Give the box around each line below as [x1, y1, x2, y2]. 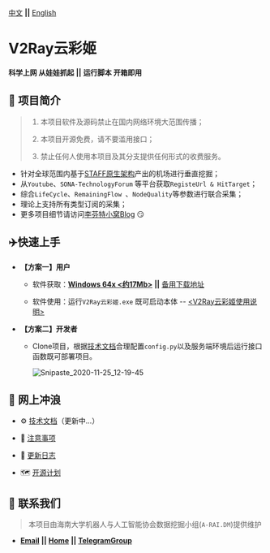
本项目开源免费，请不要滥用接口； [40, 134, 155, 144]
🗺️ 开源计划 [19, 468, 61, 477]
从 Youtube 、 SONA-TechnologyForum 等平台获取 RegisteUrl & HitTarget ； [19, 179, 258, 188]
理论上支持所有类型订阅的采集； [19, 199, 127, 209]
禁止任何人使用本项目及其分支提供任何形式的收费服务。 [40, 151, 225, 161]
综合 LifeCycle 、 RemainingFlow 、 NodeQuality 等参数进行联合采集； [19, 188, 244, 198]
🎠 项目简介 [8, 93, 61, 108]
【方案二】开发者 [19, 324, 78, 334]
